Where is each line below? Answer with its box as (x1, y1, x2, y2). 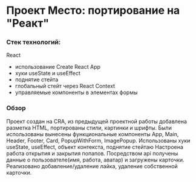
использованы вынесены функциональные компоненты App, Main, (6, 130, 179, 137)
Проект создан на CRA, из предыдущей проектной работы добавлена (6, 118, 188, 125)
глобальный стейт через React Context (15, 83, 116, 90)
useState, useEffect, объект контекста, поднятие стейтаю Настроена (6, 143, 183, 151)
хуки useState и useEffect (15, 70, 80, 77)
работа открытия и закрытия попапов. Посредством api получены (6, 149, 178, 157)
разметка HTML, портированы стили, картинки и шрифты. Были (6, 124, 172, 131)
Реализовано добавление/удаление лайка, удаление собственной (6, 162, 178, 169)
